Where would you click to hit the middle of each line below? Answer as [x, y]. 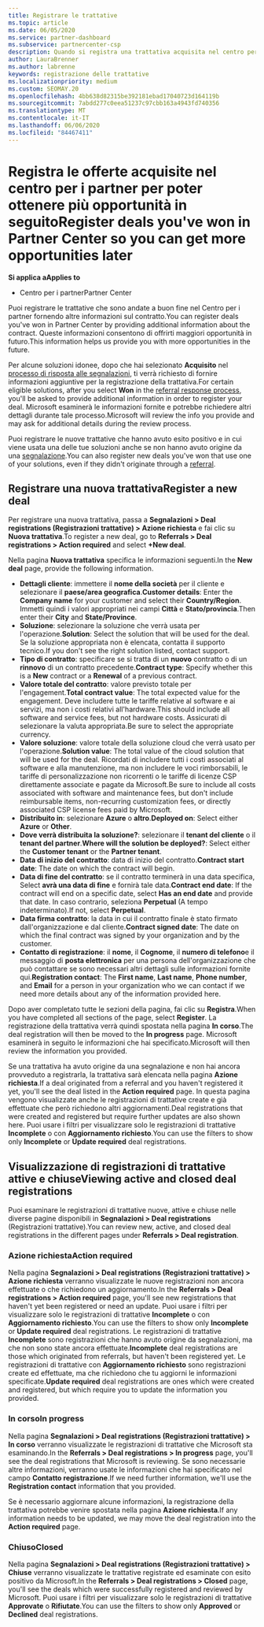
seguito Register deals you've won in [130, 222]
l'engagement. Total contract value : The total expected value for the [130, 693]
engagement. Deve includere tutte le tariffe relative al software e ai [127, 701]
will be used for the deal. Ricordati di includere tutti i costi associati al [131, 760]
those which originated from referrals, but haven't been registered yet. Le [127, 1357]
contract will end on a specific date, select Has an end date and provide [136, 893]
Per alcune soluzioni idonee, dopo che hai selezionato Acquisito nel [118, 365]
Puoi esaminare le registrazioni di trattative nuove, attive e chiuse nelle [122, 1210]
